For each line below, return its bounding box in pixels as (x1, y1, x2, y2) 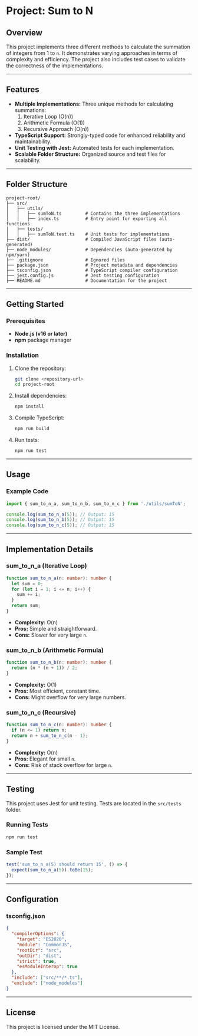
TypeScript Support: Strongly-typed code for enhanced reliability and (14, 132, 186, 139)
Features (6, 84, 39, 95)
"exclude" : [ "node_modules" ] (11, 981, 83, 986)
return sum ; (11, 603, 41, 609)
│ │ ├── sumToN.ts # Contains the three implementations (6, 211, 181, 217)
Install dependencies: (14, 392, 67, 399)
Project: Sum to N (6, 4, 94, 18)
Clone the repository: (14, 365, 67, 372)
